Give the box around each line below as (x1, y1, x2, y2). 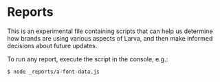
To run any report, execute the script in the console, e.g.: (7, 54, 168, 63)
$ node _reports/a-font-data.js (7, 68, 100, 75)
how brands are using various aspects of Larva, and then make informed (7, 34, 213, 42)
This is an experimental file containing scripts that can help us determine (7, 27, 213, 35)
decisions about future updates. (7, 41, 98, 50)
